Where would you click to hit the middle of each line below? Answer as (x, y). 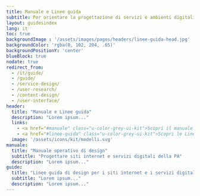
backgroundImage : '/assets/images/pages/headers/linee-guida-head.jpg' (98, 39)
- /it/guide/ (28, 73)
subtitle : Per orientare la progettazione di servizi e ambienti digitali (101, 17)
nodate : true (22, 62)
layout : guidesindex (32, 23)
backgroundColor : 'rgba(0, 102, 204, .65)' (61, 45)
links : (20, 123)
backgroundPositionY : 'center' (45, 51)
